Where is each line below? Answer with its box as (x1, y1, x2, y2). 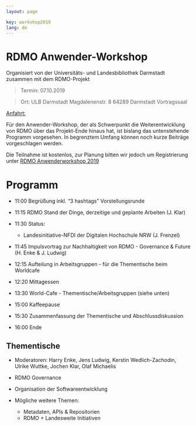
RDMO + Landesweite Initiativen (23, 415, 101, 422)
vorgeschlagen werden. (6, 140, 63, 147)
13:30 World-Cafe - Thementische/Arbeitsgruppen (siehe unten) (14, 290, 170, 297)
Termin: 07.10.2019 (20, 87, 66, 94)
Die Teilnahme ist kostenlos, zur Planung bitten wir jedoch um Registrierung (6, 151, 188, 159)
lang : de (6, 25, 27, 31)
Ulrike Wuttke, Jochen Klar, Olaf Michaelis (14, 363, 116, 370)
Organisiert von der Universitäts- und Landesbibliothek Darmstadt (6, 69, 166, 76)
